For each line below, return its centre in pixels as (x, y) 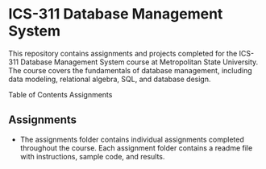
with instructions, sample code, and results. (92, 156)
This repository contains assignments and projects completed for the (123, 53)
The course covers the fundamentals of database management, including (130, 70)
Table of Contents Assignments (60, 94)
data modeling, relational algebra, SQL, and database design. (110, 79)
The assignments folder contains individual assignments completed (132, 139)
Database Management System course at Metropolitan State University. (139, 62)
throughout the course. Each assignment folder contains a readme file (136, 148)
